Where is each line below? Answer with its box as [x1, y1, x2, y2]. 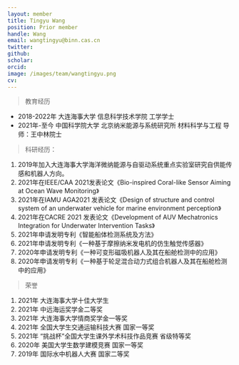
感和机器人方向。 [17, 169, 68, 178]
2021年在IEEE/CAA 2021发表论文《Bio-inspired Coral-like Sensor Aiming [17, 178, 231, 187]
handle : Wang [7, 30, 46, 38]
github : [7, 51, 31, 58]
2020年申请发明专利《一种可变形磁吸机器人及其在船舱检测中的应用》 [17, 248, 221, 257]
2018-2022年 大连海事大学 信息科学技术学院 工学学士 [17, 112, 175, 121]
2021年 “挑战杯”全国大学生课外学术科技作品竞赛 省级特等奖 [17, 332, 191, 341]
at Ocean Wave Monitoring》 [17, 187, 100, 195]
